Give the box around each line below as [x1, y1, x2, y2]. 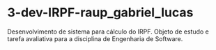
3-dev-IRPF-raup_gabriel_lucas [7, 5, 194, 21]
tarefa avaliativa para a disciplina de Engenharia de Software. [7, 34, 183, 42]
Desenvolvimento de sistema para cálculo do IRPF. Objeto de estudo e [7, 27, 209, 36]
